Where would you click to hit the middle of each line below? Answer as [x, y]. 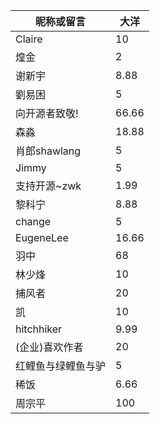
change [33, 221]
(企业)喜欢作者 [49, 347]
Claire [29, 39]
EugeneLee [42, 237]
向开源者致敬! [47, 113]
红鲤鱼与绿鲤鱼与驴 [61, 366]
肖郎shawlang [48, 151]
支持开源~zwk [48, 186]
